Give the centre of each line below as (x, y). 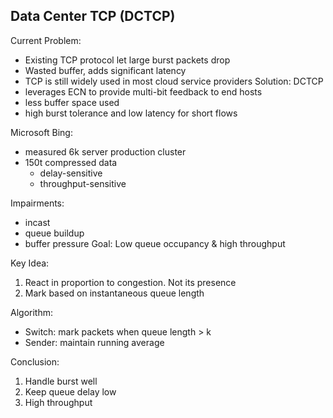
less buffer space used (72, 102)
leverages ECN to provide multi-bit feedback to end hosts (143, 91)
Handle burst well (61, 381)
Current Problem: (46, 40)
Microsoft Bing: (41, 132)
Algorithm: (31, 312)
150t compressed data (71, 162)
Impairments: (37, 203)
